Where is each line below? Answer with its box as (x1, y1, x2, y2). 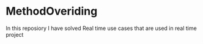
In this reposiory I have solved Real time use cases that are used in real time (6, 24, 197, 32)
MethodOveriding (6, 4, 98, 18)
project (6, 31, 24, 38)
